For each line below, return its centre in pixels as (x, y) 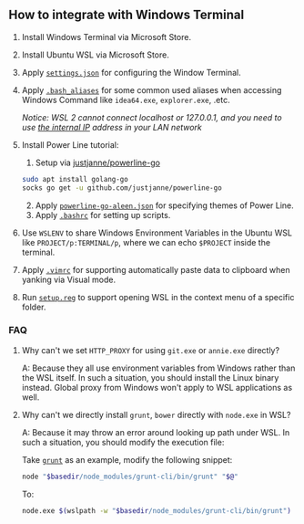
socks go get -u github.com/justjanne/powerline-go (122, 188)
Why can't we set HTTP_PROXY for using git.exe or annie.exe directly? (150, 350)
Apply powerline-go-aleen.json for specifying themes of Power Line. (165, 205)
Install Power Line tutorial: (70, 144)
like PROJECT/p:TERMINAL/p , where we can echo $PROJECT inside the (146, 242)
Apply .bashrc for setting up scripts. (103, 215)
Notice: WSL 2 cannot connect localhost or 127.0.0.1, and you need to (152, 117)
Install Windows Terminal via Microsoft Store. (106, 37)
